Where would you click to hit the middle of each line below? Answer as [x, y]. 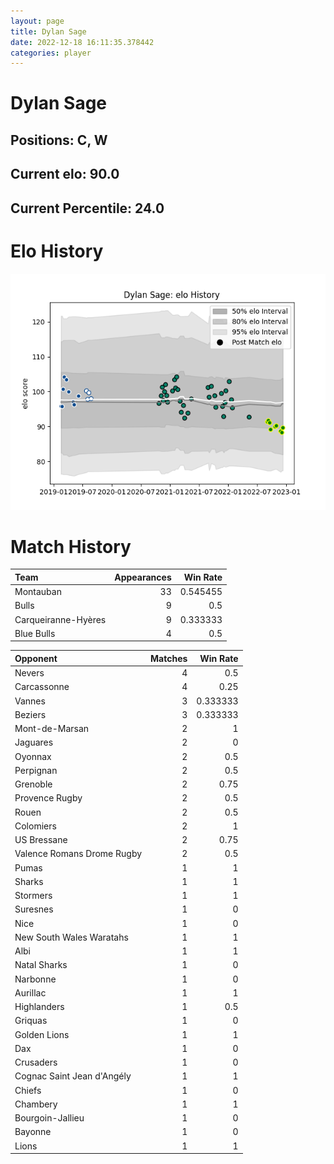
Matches [169, 658]
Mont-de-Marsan [52, 729]
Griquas [31, 1021]
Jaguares [34, 742]
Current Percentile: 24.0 [87, 208]
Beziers [30, 714]
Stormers [33, 896]
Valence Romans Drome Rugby [78, 854]
